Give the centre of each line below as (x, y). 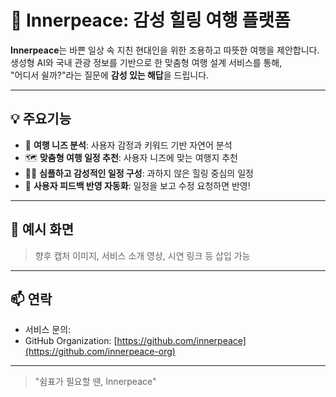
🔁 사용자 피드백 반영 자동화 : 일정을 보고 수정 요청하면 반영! (137, 185)
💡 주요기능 (41, 119)
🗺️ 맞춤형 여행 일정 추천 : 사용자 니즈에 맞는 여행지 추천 (131, 157)
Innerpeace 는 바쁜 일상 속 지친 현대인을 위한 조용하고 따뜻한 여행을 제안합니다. (165, 50)
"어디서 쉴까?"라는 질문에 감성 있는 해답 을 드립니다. (110, 75)
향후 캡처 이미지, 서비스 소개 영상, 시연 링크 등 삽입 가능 (142, 255)
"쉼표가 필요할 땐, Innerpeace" (95, 382)
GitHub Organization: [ (71, 341)
